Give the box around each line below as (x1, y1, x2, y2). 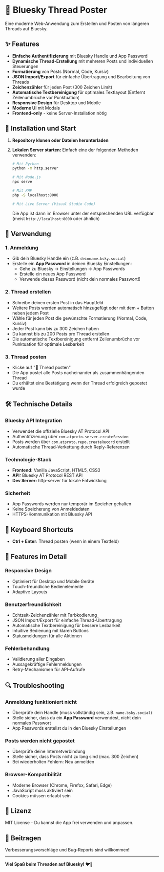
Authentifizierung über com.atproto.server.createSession (12, 433, 129, 439)
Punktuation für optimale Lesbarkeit (12, 341, 84, 347)
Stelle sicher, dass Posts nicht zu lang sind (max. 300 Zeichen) (12, 754, 139, 760)
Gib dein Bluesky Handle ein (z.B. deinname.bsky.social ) (12, 255, 126, 261)
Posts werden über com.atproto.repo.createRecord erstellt (12, 439, 130, 445)
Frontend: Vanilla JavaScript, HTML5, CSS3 (12, 467, 101, 473)
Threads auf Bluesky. (5, 25, 48, 31)
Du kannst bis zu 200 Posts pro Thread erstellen (12, 331, 110, 336)
